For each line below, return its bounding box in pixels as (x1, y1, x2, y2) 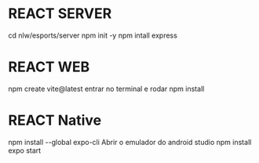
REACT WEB (8, 58, 90, 76)
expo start (8, 146, 42, 155)
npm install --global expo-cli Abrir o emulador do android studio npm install (8, 137, 252, 147)
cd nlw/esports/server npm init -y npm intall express (8, 31, 178, 40)
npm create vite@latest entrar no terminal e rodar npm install (8, 84, 205, 93)
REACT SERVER (8, 5, 112, 23)
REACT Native (8, 111, 102, 129)
